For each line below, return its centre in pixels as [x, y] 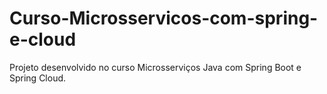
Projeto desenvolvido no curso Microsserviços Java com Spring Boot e [155, 67]
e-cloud [43, 39]
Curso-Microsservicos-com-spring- [164, 18]
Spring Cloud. [38, 78]
